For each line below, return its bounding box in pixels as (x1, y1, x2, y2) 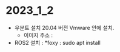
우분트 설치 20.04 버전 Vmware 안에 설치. (14, 24, 115, 31)
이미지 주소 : (23, 31, 53, 39)
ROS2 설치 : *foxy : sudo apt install (14, 39, 101, 46)
